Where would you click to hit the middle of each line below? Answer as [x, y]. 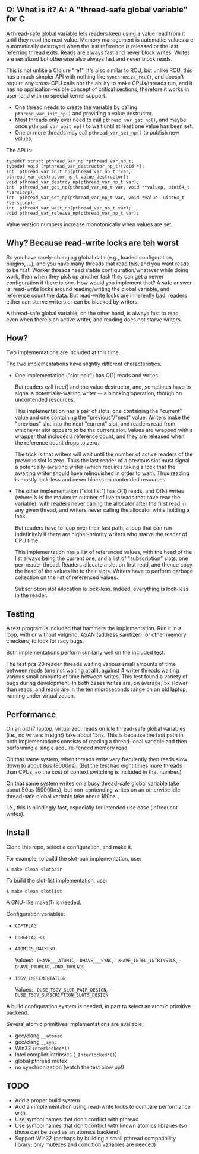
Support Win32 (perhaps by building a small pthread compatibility [95, 1138]
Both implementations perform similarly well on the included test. [86, 653]
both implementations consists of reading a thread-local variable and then [97, 742]
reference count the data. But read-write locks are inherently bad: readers [97, 295]
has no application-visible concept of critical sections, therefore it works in [98, 89]
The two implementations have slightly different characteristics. [84, 364]
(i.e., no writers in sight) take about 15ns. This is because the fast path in [95, 735]
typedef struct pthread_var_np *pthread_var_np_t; [70, 161]
